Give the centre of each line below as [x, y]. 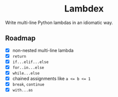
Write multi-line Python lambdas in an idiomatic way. [59, 22]
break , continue [28, 84]
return [19, 56]
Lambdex [84, 9]
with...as [23, 90]
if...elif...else [30, 62]
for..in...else [28, 67]
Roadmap [20, 38]
